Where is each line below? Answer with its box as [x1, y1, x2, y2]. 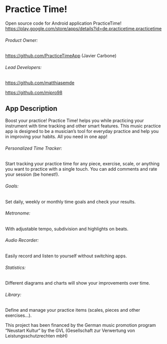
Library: [5, 291, 22, 298]
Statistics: [5, 264, 26, 270]
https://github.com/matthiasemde [5, 80, 75, 86]
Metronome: [5, 210, 31, 216]
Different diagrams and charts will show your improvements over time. [5, 280, 150, 286]
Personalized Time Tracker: [5, 145, 63, 151]
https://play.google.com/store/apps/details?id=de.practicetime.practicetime [5, 25, 162, 31]
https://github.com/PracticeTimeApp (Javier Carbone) [5, 53, 117, 59]
